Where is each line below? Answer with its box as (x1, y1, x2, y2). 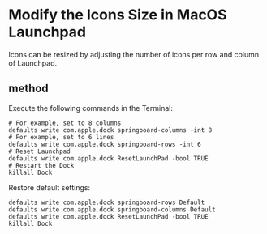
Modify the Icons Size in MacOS (8, 6, 227, 24)
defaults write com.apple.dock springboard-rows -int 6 (8, 140, 201, 148)
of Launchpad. (8, 58, 58, 68)
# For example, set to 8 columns (8, 119, 122, 127)
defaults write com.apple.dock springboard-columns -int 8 (8, 126, 213, 134)
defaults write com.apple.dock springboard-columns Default (8, 205, 217, 214)
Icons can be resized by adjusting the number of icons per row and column (8, 49, 260, 59)
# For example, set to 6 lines (8, 133, 114, 141)
